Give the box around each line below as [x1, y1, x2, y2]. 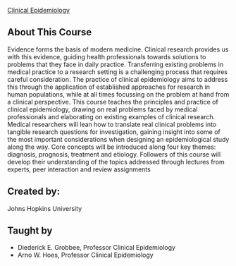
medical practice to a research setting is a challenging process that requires [7, 67, 228, 76]
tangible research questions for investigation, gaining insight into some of [7, 127, 221, 136]
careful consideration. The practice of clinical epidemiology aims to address [7, 75, 228, 83]
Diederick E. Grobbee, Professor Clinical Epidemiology [17, 243, 176, 252]
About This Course [7, 26, 92, 38]
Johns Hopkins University [7, 204, 82, 212]
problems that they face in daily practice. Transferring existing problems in [7, 60, 224, 68]
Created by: [7, 186, 61, 198]
